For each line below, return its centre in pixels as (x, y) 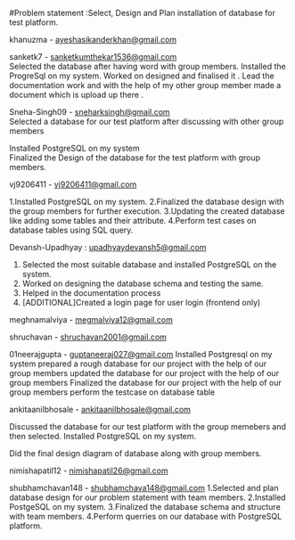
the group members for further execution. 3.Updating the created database (147, 211)
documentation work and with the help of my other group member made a (145, 85)
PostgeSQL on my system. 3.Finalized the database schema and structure (145, 507)
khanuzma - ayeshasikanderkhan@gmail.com (93, 40)
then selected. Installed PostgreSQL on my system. (103, 436)
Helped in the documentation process (91, 293)
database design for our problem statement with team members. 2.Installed (148, 497)
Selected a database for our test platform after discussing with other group (147, 121)
